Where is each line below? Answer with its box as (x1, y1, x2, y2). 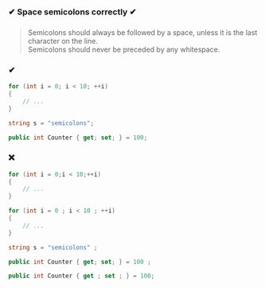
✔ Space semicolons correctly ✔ (8, 6, 137, 18)
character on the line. (27, 36, 98, 45)
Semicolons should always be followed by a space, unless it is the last (27, 27, 258, 37)
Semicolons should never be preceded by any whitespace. (27, 45, 220, 54)
